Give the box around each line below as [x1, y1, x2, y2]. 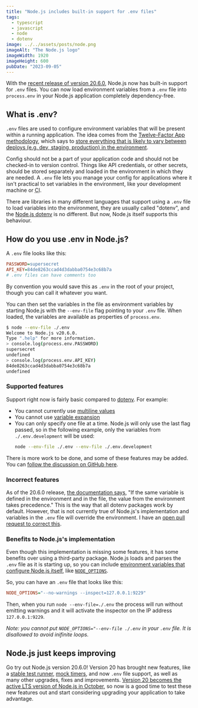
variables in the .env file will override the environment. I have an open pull [6, 514, 186, 521]
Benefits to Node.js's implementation [6, 535, 115, 543]
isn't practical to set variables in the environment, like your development [6, 181, 181, 188]
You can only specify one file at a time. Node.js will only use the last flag [14, 420, 190, 427]
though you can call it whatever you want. [6, 289, 108, 296]
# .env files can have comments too [6, 272, 96, 278]
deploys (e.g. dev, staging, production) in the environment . [6, 144, 148, 151]
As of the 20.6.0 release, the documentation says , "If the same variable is [6, 488, 184, 496]
